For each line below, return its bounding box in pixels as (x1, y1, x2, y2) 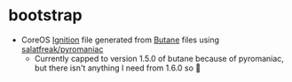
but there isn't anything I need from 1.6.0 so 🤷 (34, 63, 201, 73)
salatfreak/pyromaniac (20, 43, 104, 54)
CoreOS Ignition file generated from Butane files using (20, 34, 219, 45)
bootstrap (8, 5, 83, 26)
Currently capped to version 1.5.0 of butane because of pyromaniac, (34, 53, 285, 63)
